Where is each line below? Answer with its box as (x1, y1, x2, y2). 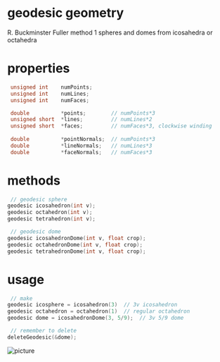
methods (7, 173, 61, 188)
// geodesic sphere (10, 196, 68, 203)
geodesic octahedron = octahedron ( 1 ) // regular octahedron (7, 308, 190, 315)
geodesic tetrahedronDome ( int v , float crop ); (7, 248, 146, 255)
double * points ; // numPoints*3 (10, 109, 156, 117)
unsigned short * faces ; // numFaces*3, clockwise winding (10, 123, 212, 130)
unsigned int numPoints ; (10, 83, 93, 91)
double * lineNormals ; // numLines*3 (10, 142, 153, 149)
